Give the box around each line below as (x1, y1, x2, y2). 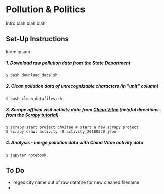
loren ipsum (6, 48, 31, 54)
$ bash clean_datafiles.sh (6, 96, 62, 101)
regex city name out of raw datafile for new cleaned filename (13, 179, 140, 185)
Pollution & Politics (6, 4, 86, 15)
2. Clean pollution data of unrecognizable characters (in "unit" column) (6, 83, 159, 89)
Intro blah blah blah (6, 20, 46, 26)
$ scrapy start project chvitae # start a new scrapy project (6, 125, 139, 130)
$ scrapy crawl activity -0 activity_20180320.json (6, 129, 116, 134)
